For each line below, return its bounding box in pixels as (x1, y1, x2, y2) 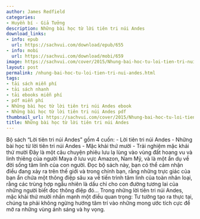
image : (6, 58, 23, 64)
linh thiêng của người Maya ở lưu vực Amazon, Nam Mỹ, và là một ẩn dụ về (6, 155, 189, 162)
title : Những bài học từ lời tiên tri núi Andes (6, 120, 129, 126)
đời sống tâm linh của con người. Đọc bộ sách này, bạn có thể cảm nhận (6, 162, 183, 169)
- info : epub (6, 36, 39, 42)
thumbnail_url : (6, 114, 44, 120)
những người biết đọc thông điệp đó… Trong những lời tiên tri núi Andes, (6, 187, 183, 194)
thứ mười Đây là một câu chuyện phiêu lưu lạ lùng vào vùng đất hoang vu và (6, 149, 193, 156)
